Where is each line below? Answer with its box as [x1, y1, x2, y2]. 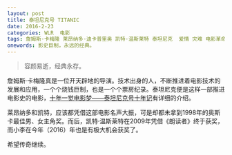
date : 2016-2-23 [7, 23, 54, 30]
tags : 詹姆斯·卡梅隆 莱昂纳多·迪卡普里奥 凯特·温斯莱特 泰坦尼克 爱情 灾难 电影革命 [7, 36, 226, 43]
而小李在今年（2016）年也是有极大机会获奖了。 [7, 125, 142, 134]
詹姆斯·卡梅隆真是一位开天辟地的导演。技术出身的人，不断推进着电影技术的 [7, 76, 221, 85]
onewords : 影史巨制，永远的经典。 [7, 42, 95, 49]
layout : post [7, 10, 45, 17]
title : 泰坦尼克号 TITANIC [7, 17, 79, 23]
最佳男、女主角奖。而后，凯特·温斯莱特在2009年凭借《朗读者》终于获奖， [12, 117, 224, 125]
